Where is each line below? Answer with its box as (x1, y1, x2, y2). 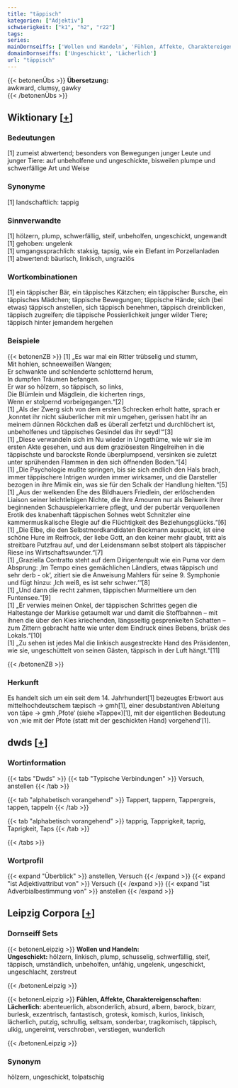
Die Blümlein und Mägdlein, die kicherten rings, (7, 389, 145, 398)
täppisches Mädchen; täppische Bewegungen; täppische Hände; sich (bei (7, 296, 223, 304)
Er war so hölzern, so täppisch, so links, (7, 382, 124, 391)
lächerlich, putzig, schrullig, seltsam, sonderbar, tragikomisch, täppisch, (7, 1017, 217, 1026)
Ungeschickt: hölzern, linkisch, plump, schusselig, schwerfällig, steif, (7, 952, 210, 961)
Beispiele (7, 336, 40, 346)
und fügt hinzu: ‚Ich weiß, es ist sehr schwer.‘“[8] (7, 578, 151, 587)
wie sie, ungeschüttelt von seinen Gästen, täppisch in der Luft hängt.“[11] (7, 646, 220, 655)
